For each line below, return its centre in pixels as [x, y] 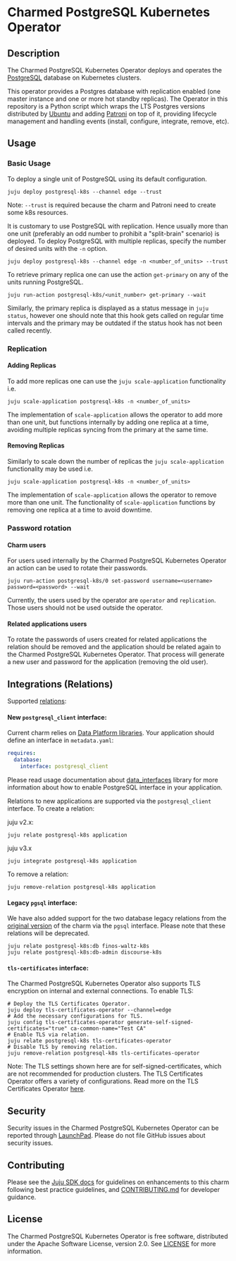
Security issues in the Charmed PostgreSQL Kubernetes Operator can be [113, 1128]
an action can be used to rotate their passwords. [77, 568]
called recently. [30, 330]
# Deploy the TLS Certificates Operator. [69, 1004]
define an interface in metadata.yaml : [61, 740]
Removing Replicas [36, 445]
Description [33, 53]
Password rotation [39, 528]
